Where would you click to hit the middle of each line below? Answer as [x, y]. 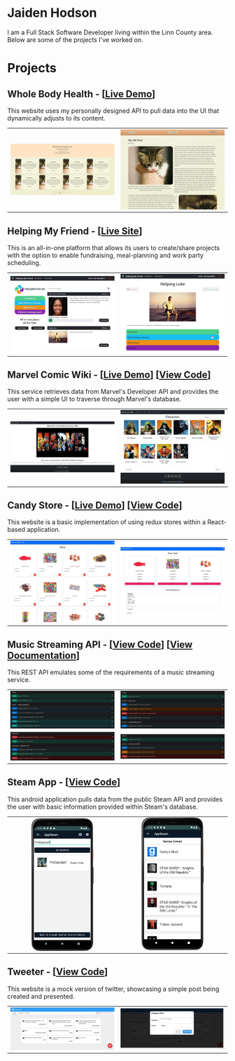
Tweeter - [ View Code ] [58, 972]
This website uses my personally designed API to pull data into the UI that [113, 111]
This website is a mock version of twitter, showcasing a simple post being [113, 989]
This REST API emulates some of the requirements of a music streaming [111, 672]
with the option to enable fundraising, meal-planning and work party [106, 255]
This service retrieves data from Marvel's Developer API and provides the [113, 392]
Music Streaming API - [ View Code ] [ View [100, 644]
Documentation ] [44, 656]
